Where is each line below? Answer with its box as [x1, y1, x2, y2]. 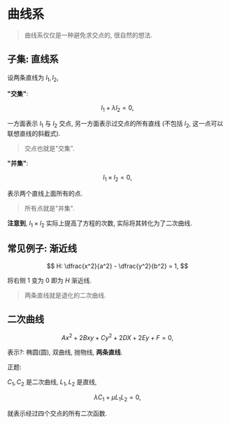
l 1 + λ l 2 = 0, [101, 103, 134, 113]
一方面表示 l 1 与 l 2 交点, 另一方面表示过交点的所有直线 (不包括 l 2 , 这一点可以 [7, 120, 224, 129]
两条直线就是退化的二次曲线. [24, 291, 106, 299]
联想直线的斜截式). [7, 129, 61, 138]
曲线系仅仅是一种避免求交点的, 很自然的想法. [24, 31, 152, 39]
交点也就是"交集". [24, 144, 75, 153]
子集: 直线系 [7, 53, 59, 65]
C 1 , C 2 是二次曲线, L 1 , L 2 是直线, [7, 378, 97, 388]
